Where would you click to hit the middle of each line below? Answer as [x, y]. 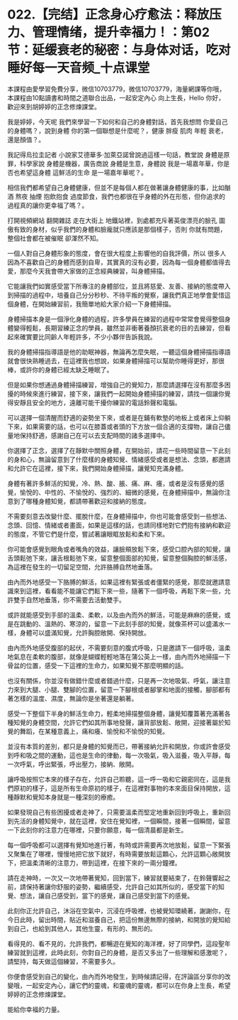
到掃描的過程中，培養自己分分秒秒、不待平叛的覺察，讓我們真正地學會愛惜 [116, 295]
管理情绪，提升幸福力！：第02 [121, 32]
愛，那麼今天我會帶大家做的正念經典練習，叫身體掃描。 [88, 271]
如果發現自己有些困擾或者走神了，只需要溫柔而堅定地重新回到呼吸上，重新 [116, 812]
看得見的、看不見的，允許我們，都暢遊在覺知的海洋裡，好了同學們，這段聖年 [119, 943]
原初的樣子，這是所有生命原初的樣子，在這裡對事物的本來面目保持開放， [119, 788]
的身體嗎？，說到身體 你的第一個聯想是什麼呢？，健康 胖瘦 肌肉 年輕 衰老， [117, 130]
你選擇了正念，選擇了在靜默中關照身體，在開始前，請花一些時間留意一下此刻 [119, 450]
